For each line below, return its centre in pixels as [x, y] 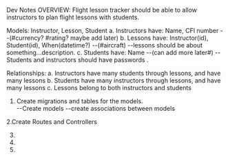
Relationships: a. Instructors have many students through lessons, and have [114, 73]
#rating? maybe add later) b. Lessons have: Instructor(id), [127, 38]
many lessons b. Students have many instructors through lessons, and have [114, 81]
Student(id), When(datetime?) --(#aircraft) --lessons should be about [105, 45]
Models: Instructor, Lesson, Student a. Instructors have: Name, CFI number [113, 31]
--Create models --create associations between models [96, 108]
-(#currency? [25, 38]
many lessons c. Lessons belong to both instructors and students [99, 88]
